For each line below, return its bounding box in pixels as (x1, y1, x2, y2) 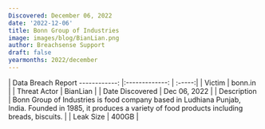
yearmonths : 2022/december (8, 57, 98, 64)
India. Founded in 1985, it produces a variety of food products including (8, 103, 243, 112)
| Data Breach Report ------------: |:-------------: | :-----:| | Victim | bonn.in (8, 77, 257, 88)
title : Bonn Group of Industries (8, 26, 120, 34)
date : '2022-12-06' (8, 19, 73, 27)
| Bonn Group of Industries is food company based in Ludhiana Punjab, (8, 95, 241, 104)
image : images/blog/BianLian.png (8, 33, 120, 42)
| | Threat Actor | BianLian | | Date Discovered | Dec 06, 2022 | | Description (8, 86, 257, 96)
